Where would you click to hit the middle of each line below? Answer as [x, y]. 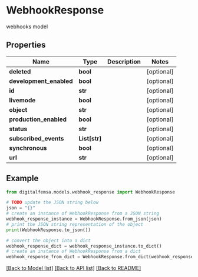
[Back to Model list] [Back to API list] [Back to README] [74, 268]
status [18, 129]
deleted [20, 71]
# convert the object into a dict [49, 241]
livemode [22, 100]
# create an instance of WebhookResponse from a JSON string [83, 213]
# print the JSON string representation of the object [75, 224]
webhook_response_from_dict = [43, 257]
